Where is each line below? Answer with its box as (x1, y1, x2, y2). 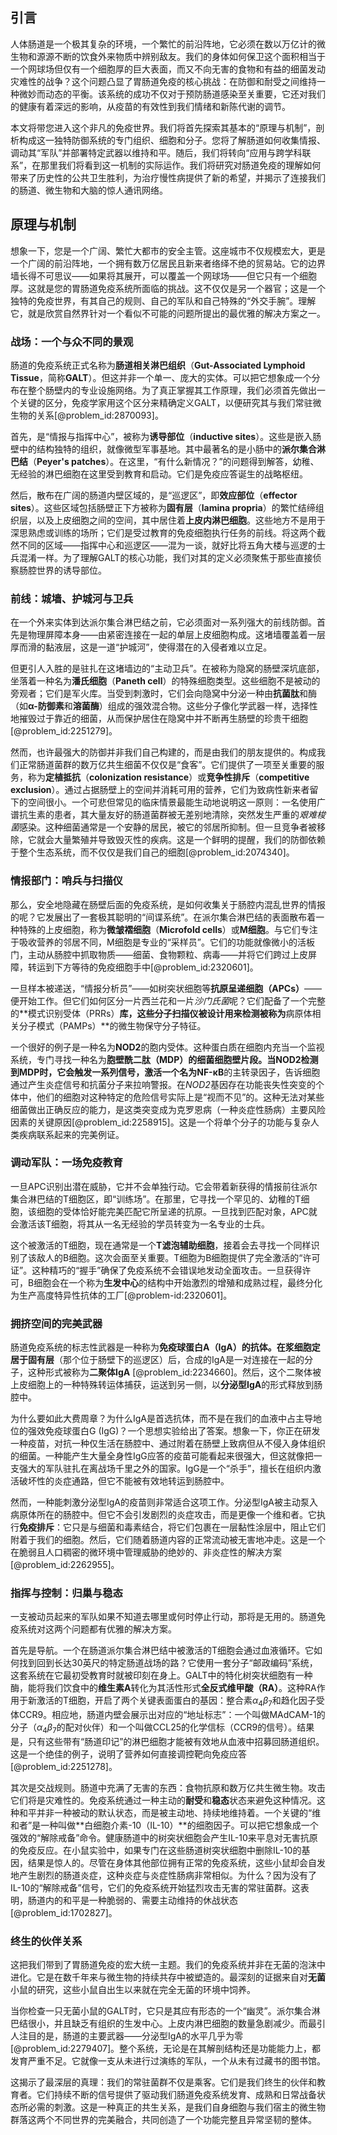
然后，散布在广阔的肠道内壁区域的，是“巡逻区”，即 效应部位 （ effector (10, 489, 298, 501)
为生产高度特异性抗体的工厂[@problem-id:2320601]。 (10, 1289, 233, 1301)
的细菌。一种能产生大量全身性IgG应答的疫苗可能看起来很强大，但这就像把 (10, 1450, 314, 1462)
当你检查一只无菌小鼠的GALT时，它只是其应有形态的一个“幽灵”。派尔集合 (10, 2005, 312, 2017)
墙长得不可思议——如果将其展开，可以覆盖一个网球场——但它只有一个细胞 (10, 269, 317, 282)
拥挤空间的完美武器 (10, 1316, 103, 1330)
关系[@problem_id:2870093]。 (36, 409, 164, 421)
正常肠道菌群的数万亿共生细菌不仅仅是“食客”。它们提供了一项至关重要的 (18, 759, 317, 771)
